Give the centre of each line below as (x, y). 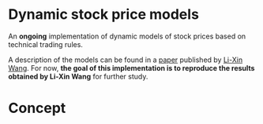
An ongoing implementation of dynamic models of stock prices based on (127, 36)
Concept (37, 108)
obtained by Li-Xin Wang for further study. (78, 76)
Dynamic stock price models (104, 15)
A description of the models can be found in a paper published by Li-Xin (126, 60)
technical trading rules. (45, 44)
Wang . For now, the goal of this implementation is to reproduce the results (131, 67)
